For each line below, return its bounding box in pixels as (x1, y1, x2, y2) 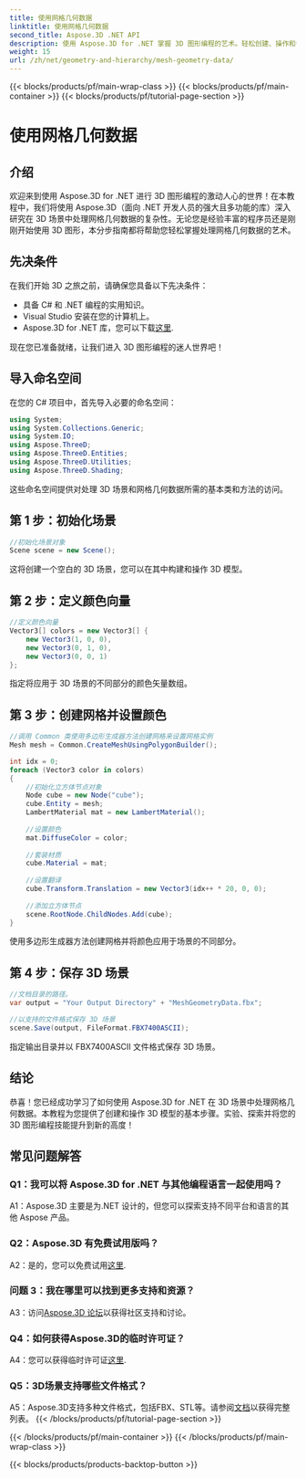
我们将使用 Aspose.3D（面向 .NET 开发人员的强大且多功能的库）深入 (33, 202, 291, 213)
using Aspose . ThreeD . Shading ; (9, 466, 125, 475)
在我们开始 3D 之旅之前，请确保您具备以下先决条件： (9, 279, 209, 290)
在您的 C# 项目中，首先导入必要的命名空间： (9, 396, 177, 407)
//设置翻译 (25, 876, 62, 886)
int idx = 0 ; (9, 757, 59, 766)
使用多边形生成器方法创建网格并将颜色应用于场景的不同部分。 (9, 936, 241, 947)
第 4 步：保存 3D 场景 (9, 965, 129, 981)
